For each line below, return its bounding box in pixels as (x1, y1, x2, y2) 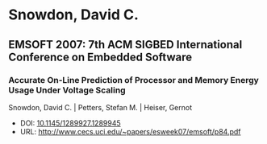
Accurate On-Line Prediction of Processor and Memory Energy (8, 74, 260, 85)
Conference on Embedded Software (8, 50, 192, 64)
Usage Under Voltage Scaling (8, 84, 127, 96)
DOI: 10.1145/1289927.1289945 (19, 118, 121, 128)
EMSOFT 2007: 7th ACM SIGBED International (8, 38, 243, 51)
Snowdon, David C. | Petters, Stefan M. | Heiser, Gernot (8, 102, 193, 112)
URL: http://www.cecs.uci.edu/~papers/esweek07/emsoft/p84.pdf (19, 126, 241, 136)
